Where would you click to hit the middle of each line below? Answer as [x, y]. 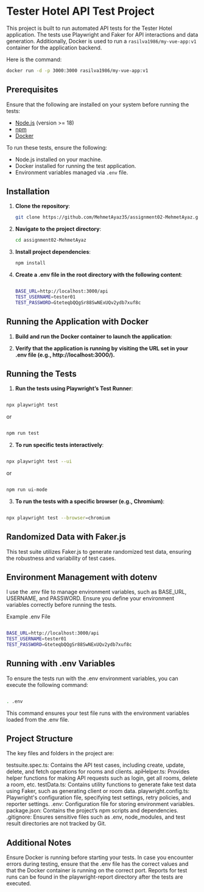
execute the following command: [47, 684]
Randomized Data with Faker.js [66, 537]
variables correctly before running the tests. [62, 605]
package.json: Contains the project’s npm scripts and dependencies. [92, 811]
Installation [28, 191]
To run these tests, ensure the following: [57, 147]
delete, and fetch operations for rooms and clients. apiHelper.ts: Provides [98, 772]
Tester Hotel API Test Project [80, 11]
